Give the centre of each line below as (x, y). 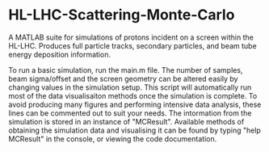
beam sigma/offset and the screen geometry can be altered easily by (123, 78)
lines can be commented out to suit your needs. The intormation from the (130, 113)
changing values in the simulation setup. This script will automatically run (130, 87)
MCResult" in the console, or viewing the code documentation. (113, 138)
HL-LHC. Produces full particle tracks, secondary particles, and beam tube (132, 45)
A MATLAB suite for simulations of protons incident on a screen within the (131, 37)
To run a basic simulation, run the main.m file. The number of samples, (126, 70)
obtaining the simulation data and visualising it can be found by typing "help (134, 130)
